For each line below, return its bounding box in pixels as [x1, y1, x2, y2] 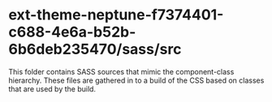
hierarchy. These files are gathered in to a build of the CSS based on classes [8, 75, 265, 85]
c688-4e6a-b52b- [8, 23, 136, 41]
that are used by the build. [8, 83, 96, 94]
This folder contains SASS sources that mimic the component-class [8, 66, 235, 76]
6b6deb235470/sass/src [8, 40, 182, 58]
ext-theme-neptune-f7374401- [8, 6, 224, 24]
